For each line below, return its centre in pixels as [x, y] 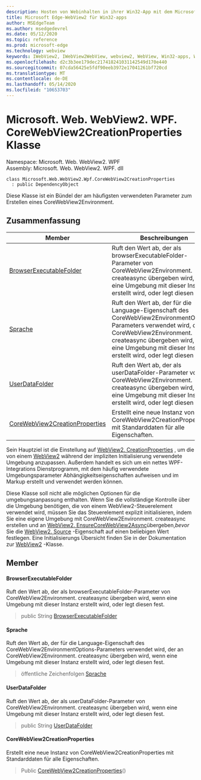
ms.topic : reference [32, 40]
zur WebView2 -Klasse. [35, 544]
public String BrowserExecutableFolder [69, 616]
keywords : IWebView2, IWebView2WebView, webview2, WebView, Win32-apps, [99, 56]
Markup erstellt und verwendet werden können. [65, 482]
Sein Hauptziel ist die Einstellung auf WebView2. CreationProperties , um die [100, 449]
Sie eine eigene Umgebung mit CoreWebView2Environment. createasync [96, 518]
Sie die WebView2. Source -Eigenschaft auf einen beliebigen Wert [88, 531]
